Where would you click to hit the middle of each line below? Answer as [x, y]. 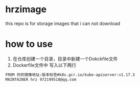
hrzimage [26, 9]
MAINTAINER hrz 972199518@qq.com [41, 79]
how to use [29, 44]
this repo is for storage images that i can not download [63, 23]
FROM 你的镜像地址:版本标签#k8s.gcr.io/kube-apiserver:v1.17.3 [70, 75]
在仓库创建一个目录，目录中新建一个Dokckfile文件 [65, 59]
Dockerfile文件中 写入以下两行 [44, 65]
